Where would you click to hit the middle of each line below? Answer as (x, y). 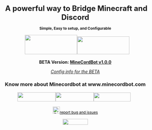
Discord (75, 17)
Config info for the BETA (75, 72)
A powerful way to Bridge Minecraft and (76, 9)
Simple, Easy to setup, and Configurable (75, 28)
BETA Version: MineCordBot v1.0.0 (75, 62)
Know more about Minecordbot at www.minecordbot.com (75, 84)
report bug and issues (79, 113)
